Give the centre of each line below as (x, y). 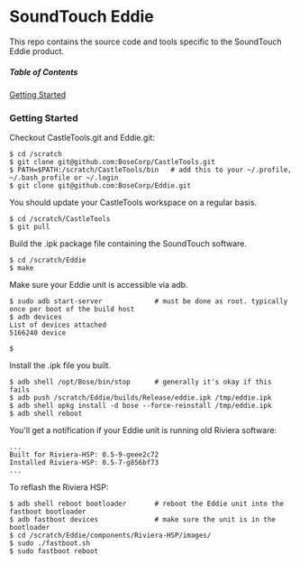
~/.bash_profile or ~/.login (64, 178)
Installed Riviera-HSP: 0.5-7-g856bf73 (84, 463)
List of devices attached (58, 325)
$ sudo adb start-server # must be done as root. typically (149, 301)
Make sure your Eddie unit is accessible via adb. (99, 285)
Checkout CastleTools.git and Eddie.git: (82, 138)
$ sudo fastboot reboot (54, 551)
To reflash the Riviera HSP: (59, 487)
